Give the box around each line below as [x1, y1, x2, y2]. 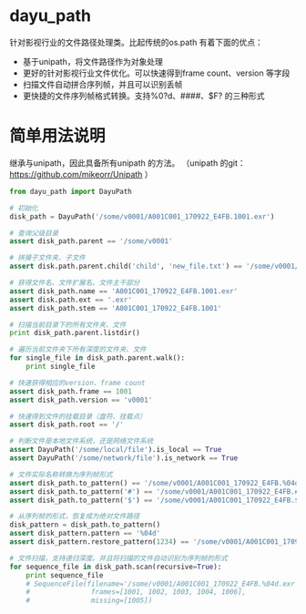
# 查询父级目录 [9, 229, 59, 238]
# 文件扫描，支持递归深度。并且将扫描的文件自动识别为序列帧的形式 [9, 553, 228, 563]
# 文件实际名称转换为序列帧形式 [9, 470, 113, 479]
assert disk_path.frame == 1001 [9, 386, 132, 396]
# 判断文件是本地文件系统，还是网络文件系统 [9, 436, 154, 446]
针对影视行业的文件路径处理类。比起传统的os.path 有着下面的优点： [9, 36, 264, 47]
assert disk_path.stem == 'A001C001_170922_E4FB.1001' [9, 303, 222, 312]
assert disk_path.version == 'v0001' [9, 395, 153, 404]
